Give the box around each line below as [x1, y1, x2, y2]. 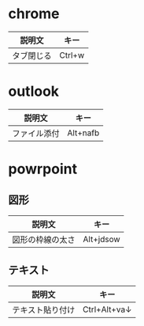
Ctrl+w [59, 49, 85, 60]
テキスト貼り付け [12, 304, 76, 315]
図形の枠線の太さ [12, 234, 76, 245]
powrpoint [8, 160, 77, 178]
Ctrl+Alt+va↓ [82, 304, 132, 315]
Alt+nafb [67, 127, 100, 138]
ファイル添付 [12, 127, 61, 138]
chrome [8, 5, 61, 23]
